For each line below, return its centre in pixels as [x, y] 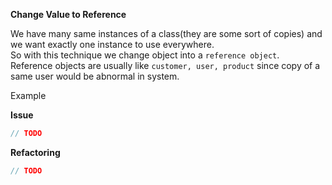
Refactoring [35, 152]
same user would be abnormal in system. [95, 76]
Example [28, 95]
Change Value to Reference [68, 14]
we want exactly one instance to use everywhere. [112, 44]
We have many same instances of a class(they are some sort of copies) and [166, 33]
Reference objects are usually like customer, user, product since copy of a [165, 65]
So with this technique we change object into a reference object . [145, 55]
